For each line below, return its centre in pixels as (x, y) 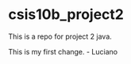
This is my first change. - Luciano (63, 51)
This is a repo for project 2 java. (60, 36)
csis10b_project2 (66, 15)
